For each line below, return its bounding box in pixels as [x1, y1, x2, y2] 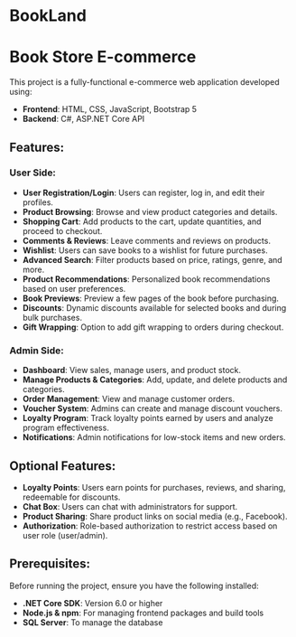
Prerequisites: [9, 557, 90, 572]
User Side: [9, 166, 57, 179]
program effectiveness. [22, 422, 110, 434]
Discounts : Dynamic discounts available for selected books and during [22, 302, 287, 313]
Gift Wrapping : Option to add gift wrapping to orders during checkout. [22, 322, 284, 333]
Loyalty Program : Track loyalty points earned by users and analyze [22, 413, 273, 424]
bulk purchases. [22, 312, 83, 323]
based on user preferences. [22, 283, 126, 294]
